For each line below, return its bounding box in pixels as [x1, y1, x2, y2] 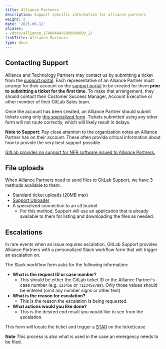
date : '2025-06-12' [5, 21, 46, 27]
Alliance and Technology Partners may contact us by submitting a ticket [5, 72, 153, 78]
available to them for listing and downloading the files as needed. [19, 213, 154, 219]
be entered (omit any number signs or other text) [19, 287, 121, 294]
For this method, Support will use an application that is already [19, 208, 149, 214]
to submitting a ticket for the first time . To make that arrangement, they [5, 88, 154, 94]
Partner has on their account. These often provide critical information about [5, 134, 161, 140]
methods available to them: [5, 182, 61, 188]
